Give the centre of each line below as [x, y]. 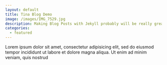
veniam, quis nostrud [27, 57]
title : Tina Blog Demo [29, 14]
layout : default [22, 10]
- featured [21, 33]
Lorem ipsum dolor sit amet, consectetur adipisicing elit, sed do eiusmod [80, 47]
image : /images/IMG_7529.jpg [35, 19]
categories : [17, 28]
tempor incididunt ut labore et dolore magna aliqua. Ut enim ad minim [76, 52]
